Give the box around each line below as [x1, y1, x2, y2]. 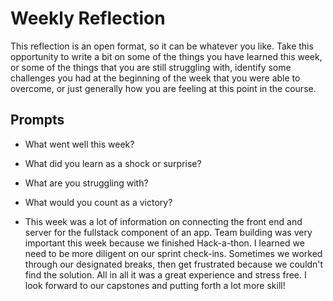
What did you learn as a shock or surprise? [24, 157, 202, 169]
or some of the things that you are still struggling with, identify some [10, 61, 292, 73]
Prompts [10, 112, 65, 129]
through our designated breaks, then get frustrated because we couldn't [24, 258, 324, 270]
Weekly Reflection [10, 7, 166, 30]
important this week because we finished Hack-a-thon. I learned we [24, 237, 305, 249]
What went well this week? [24, 138, 135, 150]
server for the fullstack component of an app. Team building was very [24, 226, 313, 238]
